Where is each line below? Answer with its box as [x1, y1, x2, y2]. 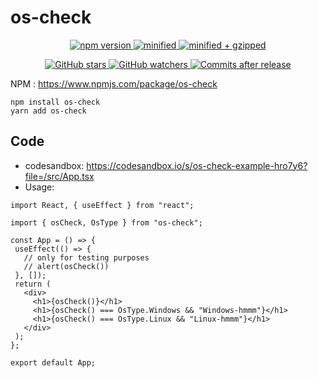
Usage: [24, 181, 55, 193]
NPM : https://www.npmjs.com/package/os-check [10, 77, 218, 90]
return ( [14, 279, 52, 289]
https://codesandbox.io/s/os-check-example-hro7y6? [86, 159, 308, 171]
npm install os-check [10, 97, 101, 107]
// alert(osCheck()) [23, 261, 110, 271]
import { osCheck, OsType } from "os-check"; [10, 217, 203, 228]
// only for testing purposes [23, 252, 150, 263]
